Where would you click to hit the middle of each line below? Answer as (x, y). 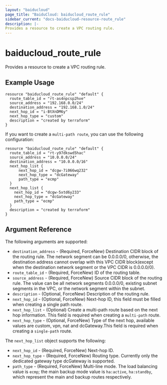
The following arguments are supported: (47, 241)
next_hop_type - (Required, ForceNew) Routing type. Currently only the (85, 355)
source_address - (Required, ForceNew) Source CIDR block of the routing (87, 277)
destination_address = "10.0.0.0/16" (49, 161)
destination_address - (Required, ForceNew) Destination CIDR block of (85, 251)
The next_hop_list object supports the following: (56, 340)
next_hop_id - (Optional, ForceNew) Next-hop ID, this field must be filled (86, 299)
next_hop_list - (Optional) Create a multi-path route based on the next (85, 309)
